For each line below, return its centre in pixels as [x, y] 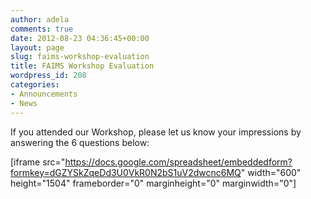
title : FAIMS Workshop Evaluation [82, 66]
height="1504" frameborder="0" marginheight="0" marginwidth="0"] [153, 183]
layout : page [37, 47]
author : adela [40, 19]
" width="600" [271, 172]
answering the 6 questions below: [80, 142]
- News [24, 103]
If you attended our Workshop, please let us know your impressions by [156, 132]
